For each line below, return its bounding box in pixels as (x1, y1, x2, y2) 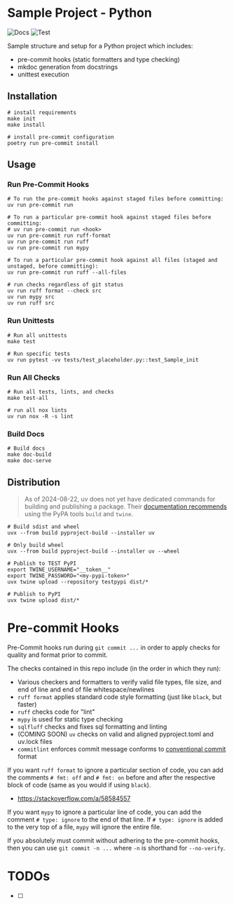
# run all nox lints (7, 407, 68, 414)
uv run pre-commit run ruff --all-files (7, 269, 128, 276)
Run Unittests (7, 316, 55, 326)
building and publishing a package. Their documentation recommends (24, 502, 228, 511)
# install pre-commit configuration (7, 133, 114, 141)
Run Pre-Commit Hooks (7, 180, 90, 190)
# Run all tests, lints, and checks (7, 389, 114, 396)
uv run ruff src (7, 300, 55, 307)
